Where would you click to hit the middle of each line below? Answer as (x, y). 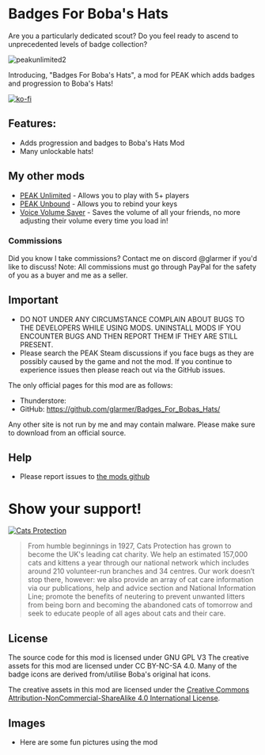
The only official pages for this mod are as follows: (91, 385)
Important (33, 300)
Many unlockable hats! (57, 151)
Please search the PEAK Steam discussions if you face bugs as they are (137, 353)
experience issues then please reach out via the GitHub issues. (122, 370)
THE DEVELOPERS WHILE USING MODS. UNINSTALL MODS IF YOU (130, 328)
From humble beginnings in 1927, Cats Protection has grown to (129, 546)
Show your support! (75, 509)
